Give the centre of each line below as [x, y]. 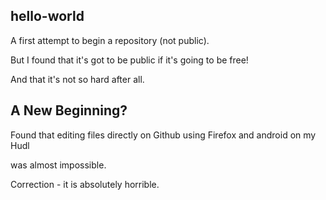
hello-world [47, 16]
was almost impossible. [58, 165]
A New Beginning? [69, 110]
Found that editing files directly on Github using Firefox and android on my [163, 135]
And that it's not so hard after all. [77, 79]
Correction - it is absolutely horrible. [85, 184]
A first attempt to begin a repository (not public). [110, 40]
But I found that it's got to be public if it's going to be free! [129, 60]
